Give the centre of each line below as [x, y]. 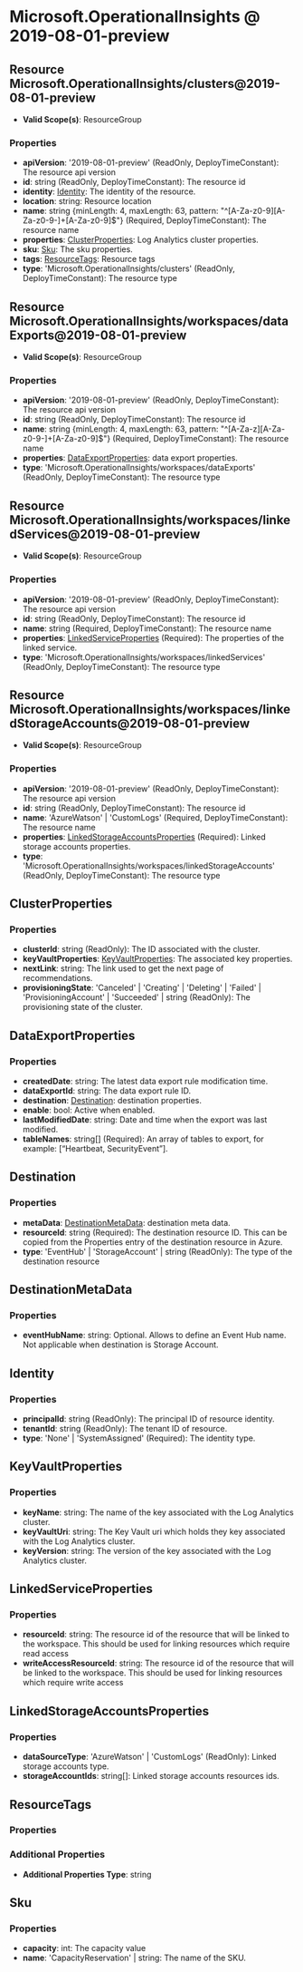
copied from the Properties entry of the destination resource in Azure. [152, 1242]
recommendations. [57, 978]
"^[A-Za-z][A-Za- [253, 429]
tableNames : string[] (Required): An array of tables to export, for [143, 1139]
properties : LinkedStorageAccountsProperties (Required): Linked [144, 837]
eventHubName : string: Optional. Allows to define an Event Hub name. [154, 1336]
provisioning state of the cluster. [82, 1007]
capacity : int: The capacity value [84, 1948]
